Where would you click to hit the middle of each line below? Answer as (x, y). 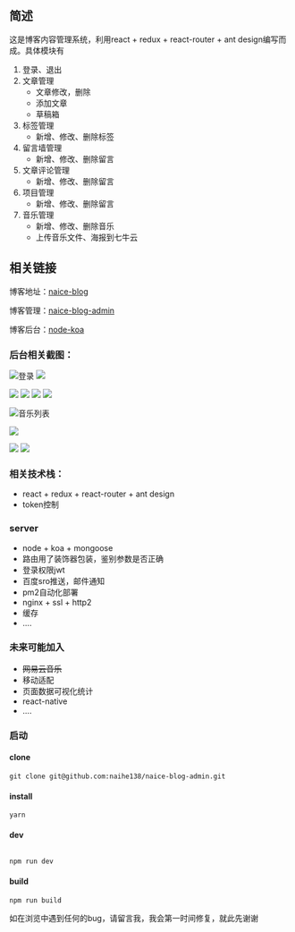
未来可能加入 (37, 648)
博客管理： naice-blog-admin (62, 310)
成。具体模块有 (37, 50)
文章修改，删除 (63, 91)
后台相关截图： (42, 354)
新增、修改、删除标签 (75, 136)
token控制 (41, 504)
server (24, 529)
